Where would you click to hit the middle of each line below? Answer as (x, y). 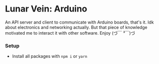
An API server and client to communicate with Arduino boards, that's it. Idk (79, 22)
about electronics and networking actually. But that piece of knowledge (76, 27)
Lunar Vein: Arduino (46, 9)
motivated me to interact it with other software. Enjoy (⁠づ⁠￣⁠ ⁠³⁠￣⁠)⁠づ (70, 33)
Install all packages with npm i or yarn (49, 56)
